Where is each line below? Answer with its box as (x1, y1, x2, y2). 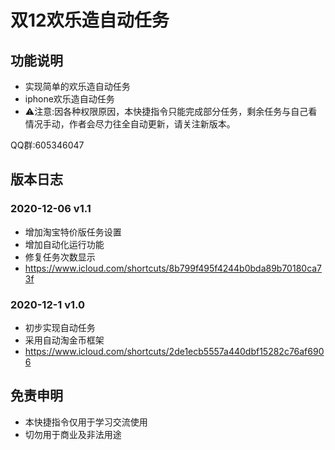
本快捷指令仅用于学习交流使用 (24, 416, 148, 428)
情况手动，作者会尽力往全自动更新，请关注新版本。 (24, 118, 236, 130)
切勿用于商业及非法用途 (24, 428, 122, 440)
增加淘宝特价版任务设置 (24, 226, 122, 238)
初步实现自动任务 (24, 321, 96, 333)
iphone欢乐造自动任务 (24, 93, 115, 105)
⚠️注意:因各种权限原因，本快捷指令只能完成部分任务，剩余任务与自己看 (24, 106, 318, 117)
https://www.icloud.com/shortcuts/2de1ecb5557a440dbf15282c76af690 (24, 345, 325, 357)
